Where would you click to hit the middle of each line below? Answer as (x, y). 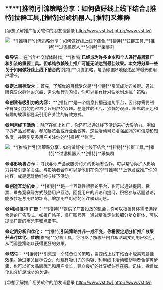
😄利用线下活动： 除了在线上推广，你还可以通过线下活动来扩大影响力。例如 (80, 125)
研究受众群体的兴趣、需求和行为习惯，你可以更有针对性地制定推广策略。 (77, 92)
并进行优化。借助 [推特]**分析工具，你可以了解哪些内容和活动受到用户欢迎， (81, 237)
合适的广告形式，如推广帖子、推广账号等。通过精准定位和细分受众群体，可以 (81, 215)
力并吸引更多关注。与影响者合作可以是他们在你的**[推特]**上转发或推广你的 (81, 170)
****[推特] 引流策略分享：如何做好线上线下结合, (76, 9)
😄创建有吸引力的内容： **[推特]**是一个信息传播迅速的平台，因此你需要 (77, 102)
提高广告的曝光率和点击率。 (33, 221)
